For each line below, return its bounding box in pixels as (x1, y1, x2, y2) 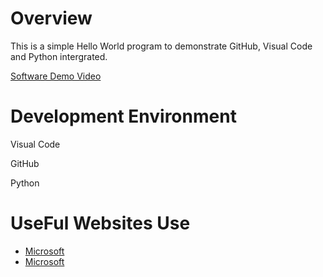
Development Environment (10, 105, 237, 128)
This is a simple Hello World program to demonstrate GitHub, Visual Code (10, 40, 313, 52)
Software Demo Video (10, 70, 102, 82)
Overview (10, 7, 93, 30)
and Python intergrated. (10, 50, 108, 62)
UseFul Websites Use (10, 212, 191, 235)
